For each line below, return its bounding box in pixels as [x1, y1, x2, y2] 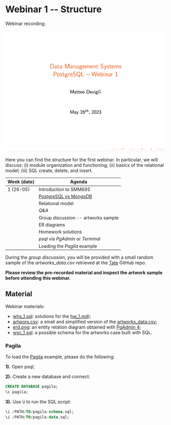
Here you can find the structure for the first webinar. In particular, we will [5, 157, 158, 163]
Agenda [70, 179, 88, 185]
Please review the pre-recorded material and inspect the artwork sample [5, 269, 163, 276]
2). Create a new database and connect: [5, 373, 90, 380]
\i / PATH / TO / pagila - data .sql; [5, 414, 70, 419]
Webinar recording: [5, 20, 46, 27]
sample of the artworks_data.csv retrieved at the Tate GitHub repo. [5, 260, 146, 266]
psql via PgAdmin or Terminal [38, 236, 101, 242]
